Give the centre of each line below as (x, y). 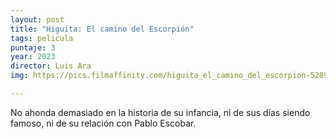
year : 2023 (33, 57)
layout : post (37, 19)
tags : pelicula (42, 38)
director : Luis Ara (51, 66)
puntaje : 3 (33, 47)
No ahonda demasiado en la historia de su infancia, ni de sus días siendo (160, 112)
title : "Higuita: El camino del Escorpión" (102, 29)
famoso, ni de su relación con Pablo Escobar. (103, 123)
